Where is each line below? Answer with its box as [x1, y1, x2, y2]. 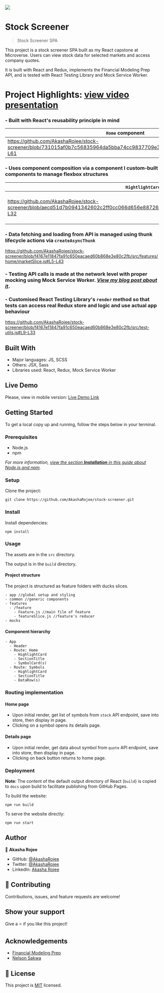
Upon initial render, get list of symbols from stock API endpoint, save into [12, 712, 159, 718]
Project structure [5, 572, 41, 578]
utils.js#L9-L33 [5, 330, 36, 336]
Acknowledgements [5, 937, 68, 945]
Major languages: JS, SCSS [12, 357, 67, 363]
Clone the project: [5, 488, 41, 494]
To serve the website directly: [5, 811, 65, 817]
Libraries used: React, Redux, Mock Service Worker [12, 367, 116, 373]
